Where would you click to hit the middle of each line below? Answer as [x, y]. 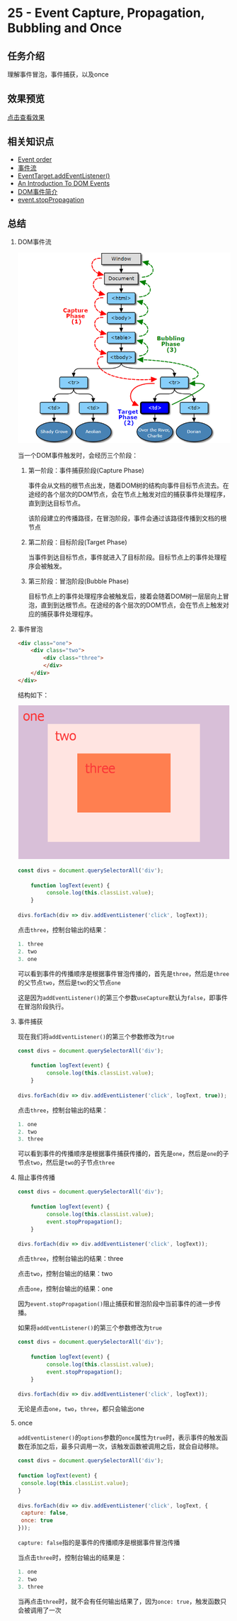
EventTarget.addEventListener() [64, 176]
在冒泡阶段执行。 [42, 1006]
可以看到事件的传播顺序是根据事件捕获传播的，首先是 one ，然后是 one [117, 1154]
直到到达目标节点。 [56, 503]
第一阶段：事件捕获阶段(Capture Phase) [86, 470]
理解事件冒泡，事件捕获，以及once [58, 74]
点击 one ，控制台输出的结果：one [65, 1289]
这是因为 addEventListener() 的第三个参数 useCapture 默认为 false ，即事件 [123, 997]
